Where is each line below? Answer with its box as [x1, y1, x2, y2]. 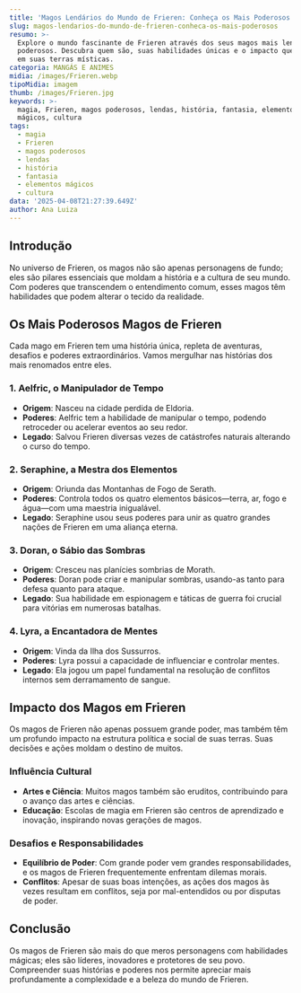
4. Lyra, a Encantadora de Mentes [9, 625, 159, 637]
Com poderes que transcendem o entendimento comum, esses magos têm [9, 281, 286, 292]
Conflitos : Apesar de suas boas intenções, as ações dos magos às [21, 876, 271, 887]
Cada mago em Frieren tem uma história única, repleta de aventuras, [9, 340, 262, 351]
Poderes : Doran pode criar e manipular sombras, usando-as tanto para [21, 574, 285, 584]
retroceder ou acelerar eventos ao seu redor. [21, 421, 188, 432]
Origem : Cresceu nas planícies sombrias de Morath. [21, 565, 216, 576]
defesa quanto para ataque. [21, 584, 125, 594]
